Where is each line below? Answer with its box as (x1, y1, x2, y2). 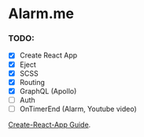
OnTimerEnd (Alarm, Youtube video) (19, 104, 138, 113)
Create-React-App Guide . (8, 120, 91, 129)
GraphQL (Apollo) (19, 86, 77, 95)
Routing (19, 77, 46, 87)
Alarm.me (8, 5, 75, 23)
